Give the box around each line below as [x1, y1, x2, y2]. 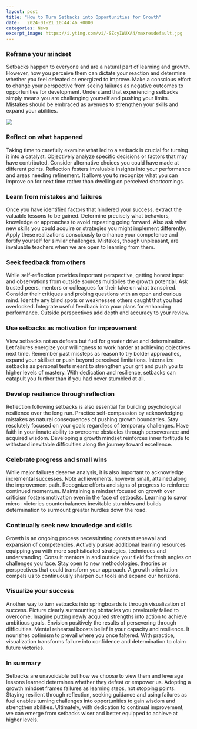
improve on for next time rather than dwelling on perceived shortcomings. [6, 178, 185, 185]
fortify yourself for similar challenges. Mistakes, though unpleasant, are [6, 237, 179, 245]
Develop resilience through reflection [6, 390, 115, 398]
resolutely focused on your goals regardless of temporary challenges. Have [6, 422, 189, 429]
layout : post [6, 8, 38, 15]
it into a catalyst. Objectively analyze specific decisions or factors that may [6, 153, 188, 160]
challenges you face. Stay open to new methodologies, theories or [6, 560, 167, 567]
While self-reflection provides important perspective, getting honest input [6, 272, 185, 279]
